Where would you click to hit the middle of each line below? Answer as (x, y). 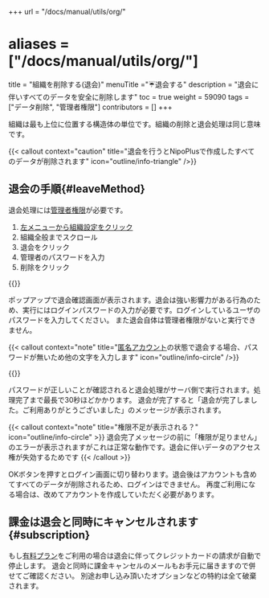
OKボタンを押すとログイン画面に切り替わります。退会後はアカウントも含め (132, 474)
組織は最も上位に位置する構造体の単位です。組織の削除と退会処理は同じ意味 (134, 124)
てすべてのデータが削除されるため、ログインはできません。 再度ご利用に (128, 484)
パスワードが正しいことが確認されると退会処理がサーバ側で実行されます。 (131, 390)
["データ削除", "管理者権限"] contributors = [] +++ (90, 107)
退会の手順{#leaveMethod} (77, 189)
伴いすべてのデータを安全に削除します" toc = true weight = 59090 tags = (129, 96)
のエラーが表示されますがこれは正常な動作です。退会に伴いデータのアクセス (134, 447)
